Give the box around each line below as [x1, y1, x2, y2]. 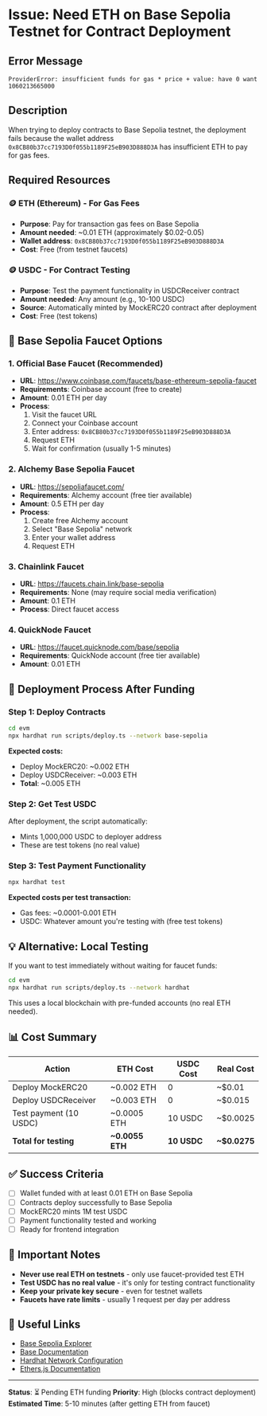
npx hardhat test [8, 878, 66, 886]
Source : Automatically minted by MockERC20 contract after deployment [19, 303, 257, 312]
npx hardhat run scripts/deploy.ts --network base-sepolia [8, 731, 208, 740]
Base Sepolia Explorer [19, 1339, 92, 1348]
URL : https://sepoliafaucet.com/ [19, 482, 125, 491]
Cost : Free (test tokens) [19, 311, 98, 320]
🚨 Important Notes [8, 1248, 101, 1261]
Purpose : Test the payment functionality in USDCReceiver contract [19, 285, 240, 295]
